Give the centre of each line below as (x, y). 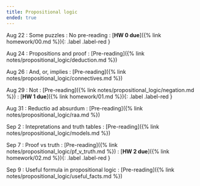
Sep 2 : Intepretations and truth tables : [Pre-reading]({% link (83, 126)
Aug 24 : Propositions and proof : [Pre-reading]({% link (76, 53)
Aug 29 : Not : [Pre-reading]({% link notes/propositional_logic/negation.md (100, 90)
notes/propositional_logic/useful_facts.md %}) (65, 176)
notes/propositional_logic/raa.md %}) (53, 115)
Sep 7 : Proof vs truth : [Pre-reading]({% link (62, 145)
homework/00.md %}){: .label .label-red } (59, 41)
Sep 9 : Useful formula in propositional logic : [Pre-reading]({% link (91, 170)
